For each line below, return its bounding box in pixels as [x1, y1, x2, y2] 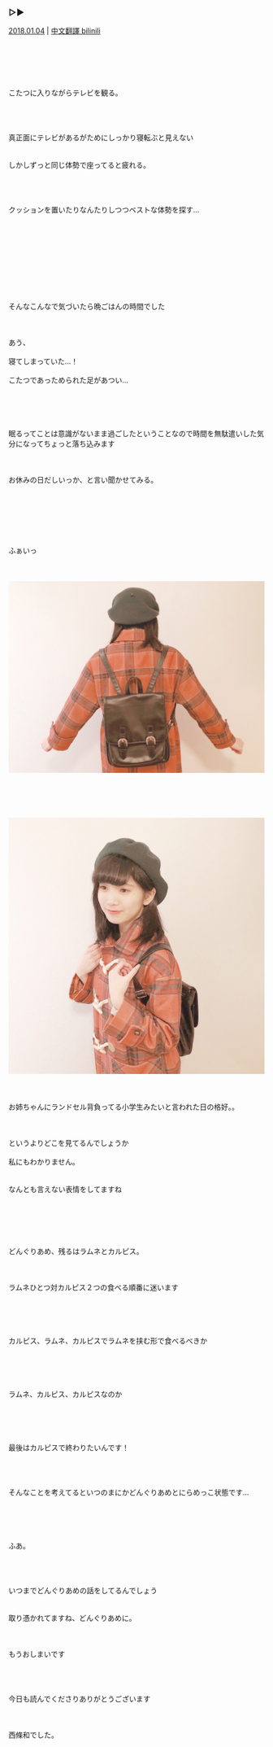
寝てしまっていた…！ [8, 356, 79, 366]
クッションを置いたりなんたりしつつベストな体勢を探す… [8, 205, 200, 215]
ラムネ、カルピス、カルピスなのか [8, 1390, 123, 1400]
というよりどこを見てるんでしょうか [8, 1138, 129, 1148]
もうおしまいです [8, 1649, 66, 1659]
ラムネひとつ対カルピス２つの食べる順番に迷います [8, 1282, 179, 1292]
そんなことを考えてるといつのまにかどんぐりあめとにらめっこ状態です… [8, 1487, 249, 1497]
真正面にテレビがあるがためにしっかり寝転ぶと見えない [8, 133, 193, 142]
